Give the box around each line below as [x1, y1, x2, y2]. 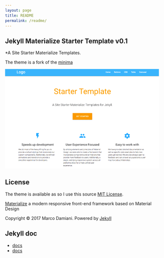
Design [5, 206, 20, 212]
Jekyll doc [5, 230, 38, 238]
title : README [5, 13, 34, 18]
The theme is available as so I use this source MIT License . [5, 191, 123, 197]
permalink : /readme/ [5, 18, 47, 23]
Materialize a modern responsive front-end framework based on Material [5, 200, 152, 206]
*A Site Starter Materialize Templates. [5, 50, 82, 56]
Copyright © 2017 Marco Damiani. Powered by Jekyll [5, 215, 112, 221]
